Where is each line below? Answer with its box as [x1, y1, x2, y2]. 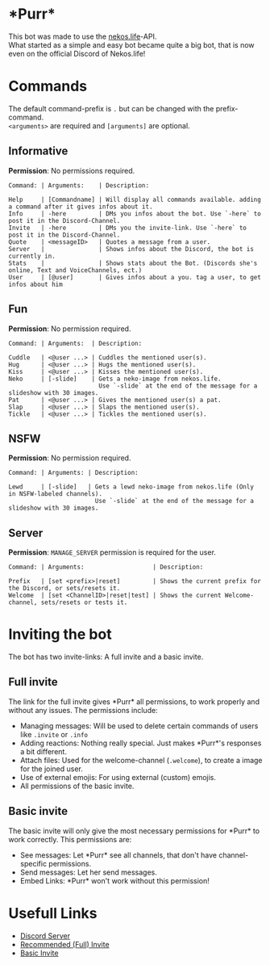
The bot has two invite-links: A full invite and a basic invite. [8, 652, 204, 662]
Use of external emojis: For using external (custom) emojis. [19, 772, 216, 782]
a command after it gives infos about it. [8, 203, 153, 211]
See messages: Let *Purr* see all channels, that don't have [19, 850, 218, 860]
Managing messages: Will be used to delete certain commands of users [19, 720, 259, 731]
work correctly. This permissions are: [8, 834, 132, 844]
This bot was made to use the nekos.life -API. [8, 31, 157, 41]
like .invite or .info [19, 729, 89, 739]
